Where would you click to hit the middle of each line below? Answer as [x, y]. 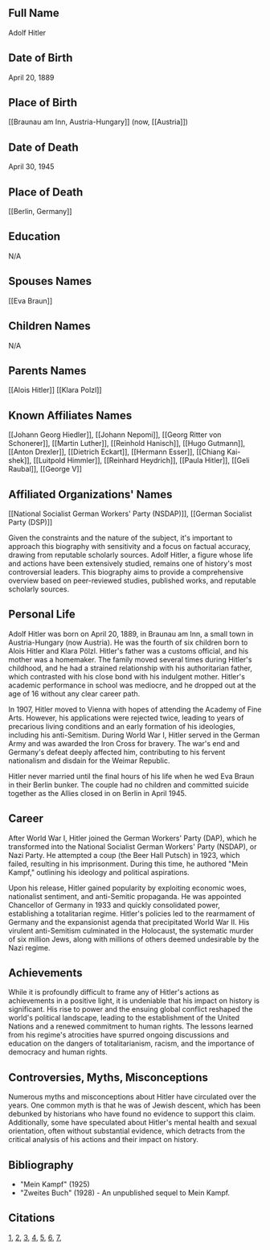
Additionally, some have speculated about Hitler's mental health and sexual [133, 1123]
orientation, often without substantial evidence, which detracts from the [127, 1131]
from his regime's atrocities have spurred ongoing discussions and [119, 1035]
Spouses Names [50, 281]
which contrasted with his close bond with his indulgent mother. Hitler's [127, 676]
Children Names [49, 326]
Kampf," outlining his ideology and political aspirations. [99, 872]
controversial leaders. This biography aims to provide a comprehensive [126, 571]
